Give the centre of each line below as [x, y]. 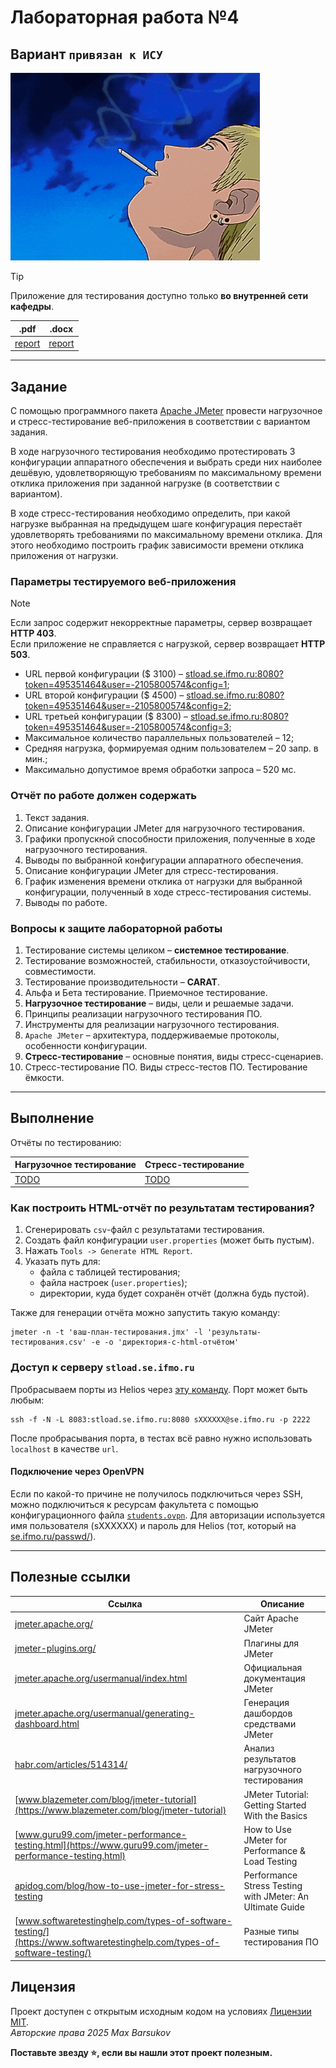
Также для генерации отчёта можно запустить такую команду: [145, 1313]
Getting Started [275, 1805]
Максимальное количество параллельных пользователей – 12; [159, 738]
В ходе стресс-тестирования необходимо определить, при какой [150, 513]
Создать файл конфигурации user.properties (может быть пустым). [169, 1240]
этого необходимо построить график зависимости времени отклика [157, 545]
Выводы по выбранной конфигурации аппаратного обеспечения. [164, 860]
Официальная [273, 1667]
